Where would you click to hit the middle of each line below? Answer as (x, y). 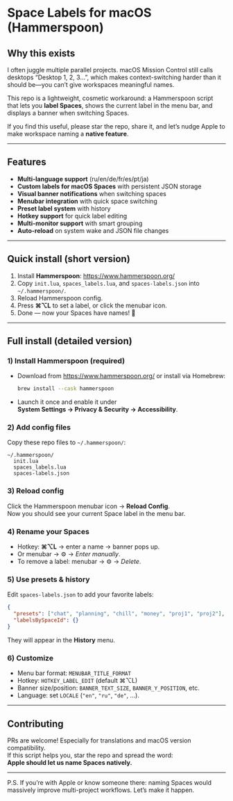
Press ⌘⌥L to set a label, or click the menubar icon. (92, 305)
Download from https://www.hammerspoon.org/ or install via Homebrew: (121, 376)
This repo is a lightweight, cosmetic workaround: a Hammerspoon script (110, 98)
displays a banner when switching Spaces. (68, 113)
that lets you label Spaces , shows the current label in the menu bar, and (110, 105)
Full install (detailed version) (70, 341)
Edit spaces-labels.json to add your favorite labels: (80, 594)
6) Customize (31, 658)
